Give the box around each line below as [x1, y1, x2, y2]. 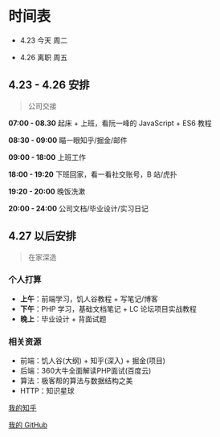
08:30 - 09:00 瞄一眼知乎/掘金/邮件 [8, 135, 128, 145]
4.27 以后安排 [8, 230, 76, 243]
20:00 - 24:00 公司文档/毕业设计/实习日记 [8, 203, 149, 213]
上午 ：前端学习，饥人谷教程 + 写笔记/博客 [19, 294, 158, 304]
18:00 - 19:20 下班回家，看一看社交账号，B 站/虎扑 [8, 169, 178, 179]
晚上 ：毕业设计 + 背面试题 [19, 314, 107, 324]
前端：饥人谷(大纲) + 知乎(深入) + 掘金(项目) [19, 356, 166, 366]
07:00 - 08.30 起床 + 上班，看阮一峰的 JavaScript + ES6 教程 [8, 118, 213, 128]
